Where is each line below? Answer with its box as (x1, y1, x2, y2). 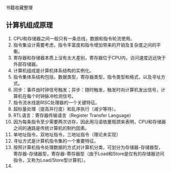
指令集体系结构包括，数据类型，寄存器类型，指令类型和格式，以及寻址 (13, 74, 161, 80)
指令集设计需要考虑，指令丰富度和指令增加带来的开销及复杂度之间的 (13, 41, 157, 48)
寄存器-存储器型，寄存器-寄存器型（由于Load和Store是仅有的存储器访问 (13, 150, 165, 157)
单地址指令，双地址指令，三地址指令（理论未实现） (13, 131, 121, 137)
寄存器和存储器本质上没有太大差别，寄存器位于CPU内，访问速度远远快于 (13, 54, 166, 60)
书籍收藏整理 (6, 5, 33, 10)
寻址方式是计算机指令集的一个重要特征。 (13, 138, 99, 144)
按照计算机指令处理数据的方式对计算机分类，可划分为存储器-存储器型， (13, 144, 163, 150)
